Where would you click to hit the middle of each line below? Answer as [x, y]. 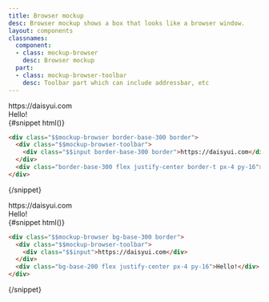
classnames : [28, 38]
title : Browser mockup [46, 16]
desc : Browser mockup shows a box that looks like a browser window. [127, 23]
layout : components [41, 30]
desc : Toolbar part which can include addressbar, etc [116, 83]
